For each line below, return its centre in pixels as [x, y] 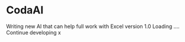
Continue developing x [33, 32]
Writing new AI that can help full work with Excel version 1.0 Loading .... [93, 26]
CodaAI [25, 10]
